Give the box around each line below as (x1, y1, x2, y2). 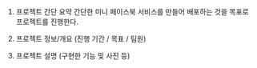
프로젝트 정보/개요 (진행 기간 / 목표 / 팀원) (15, 34, 147, 43)
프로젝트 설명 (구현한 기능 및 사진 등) (15, 51, 131, 60)
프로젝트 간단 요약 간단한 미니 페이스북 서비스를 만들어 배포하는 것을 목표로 (15, 7, 250, 16)
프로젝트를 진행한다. (15, 17, 78, 26)
